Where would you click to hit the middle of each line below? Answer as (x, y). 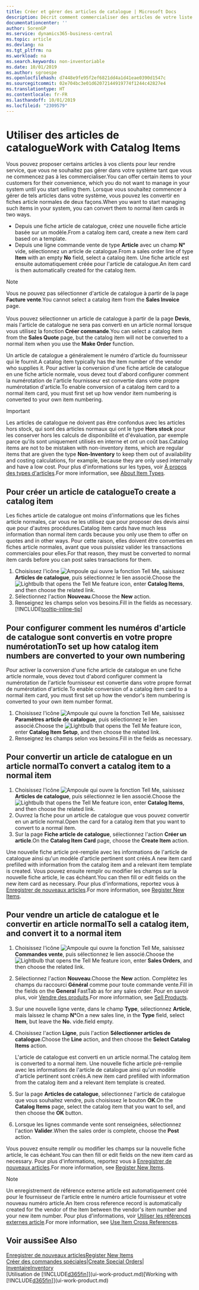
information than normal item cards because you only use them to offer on (97, 534)
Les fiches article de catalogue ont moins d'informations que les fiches (93, 515)
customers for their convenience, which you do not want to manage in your (98, 183)
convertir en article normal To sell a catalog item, (97, 924)
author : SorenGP (26, 28)
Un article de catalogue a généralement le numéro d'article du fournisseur (97, 355)
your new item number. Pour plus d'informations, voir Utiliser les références (99, 1216)
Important (18, 411)
